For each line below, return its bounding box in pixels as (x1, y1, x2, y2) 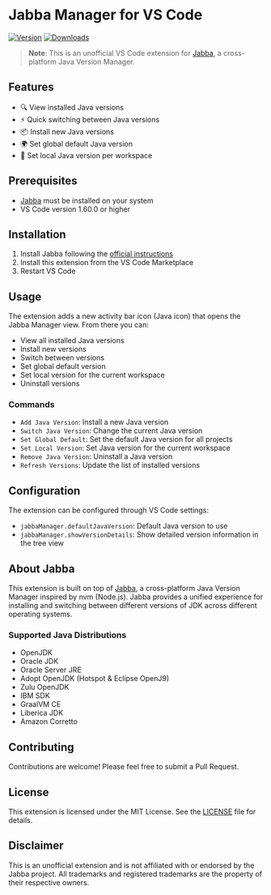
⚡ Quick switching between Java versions (19, 114, 160, 124)
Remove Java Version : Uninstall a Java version (19, 452, 173, 461)
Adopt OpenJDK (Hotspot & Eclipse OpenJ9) (19, 674, 170, 683)
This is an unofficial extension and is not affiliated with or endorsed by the (8, 860, 255, 870)
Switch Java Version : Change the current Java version (19, 426, 203, 435)
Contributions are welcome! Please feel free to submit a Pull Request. (8, 762, 239, 772)
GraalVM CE (19, 700, 61, 709)
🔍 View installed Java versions (19, 102, 124, 112)
